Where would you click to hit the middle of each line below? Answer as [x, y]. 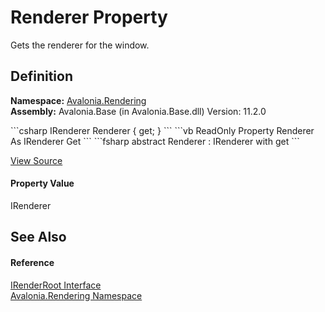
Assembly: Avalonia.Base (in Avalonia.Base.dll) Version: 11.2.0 [138, 111]
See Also [38, 237]
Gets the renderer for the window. [80, 45]
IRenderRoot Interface [56, 285]
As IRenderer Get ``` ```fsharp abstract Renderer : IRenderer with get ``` [155, 141]
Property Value [42, 183]
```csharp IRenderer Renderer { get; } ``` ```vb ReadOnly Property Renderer [162, 130]
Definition [41, 76]
